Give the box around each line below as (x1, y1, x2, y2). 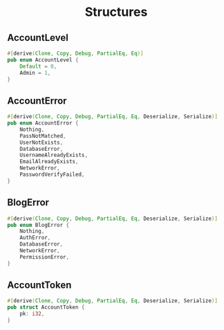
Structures (84, 4, 148, 20)
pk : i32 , (19, 311, 45, 318)
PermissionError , (19, 253, 70, 260)
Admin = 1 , (19, 69, 51, 76)
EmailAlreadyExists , (19, 158, 79, 165)
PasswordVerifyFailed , (19, 171, 85, 178)
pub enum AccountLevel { (7, 56, 79, 63)
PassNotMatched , (19, 132, 67, 139)
